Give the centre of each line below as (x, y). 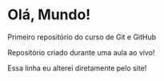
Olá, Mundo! (49, 15)
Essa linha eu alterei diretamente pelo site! (77, 68)
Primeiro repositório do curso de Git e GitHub (82, 37)
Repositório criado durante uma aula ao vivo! (81, 52)
